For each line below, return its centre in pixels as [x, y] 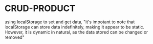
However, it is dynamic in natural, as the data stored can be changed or [76, 32]
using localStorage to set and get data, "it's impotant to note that [70, 22]
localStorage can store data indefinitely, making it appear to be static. [75, 27]
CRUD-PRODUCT [40, 8]
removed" [15, 37]
